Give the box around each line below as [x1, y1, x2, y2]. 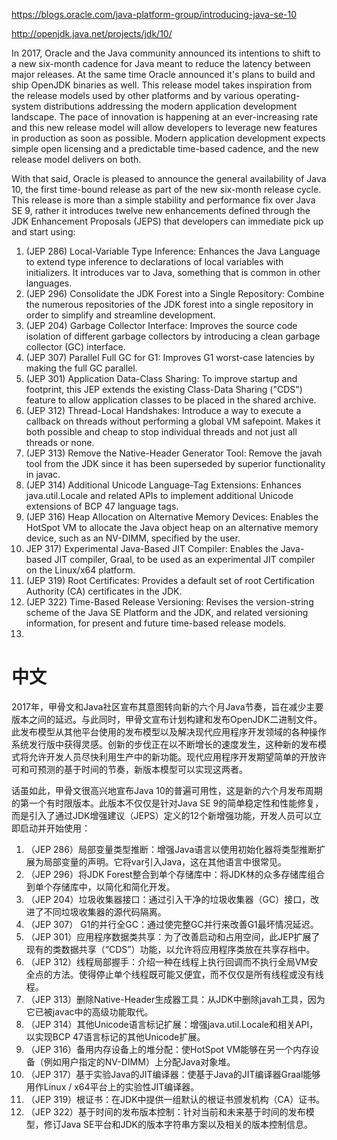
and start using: [11, 226, 76, 238]
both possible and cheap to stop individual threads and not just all [25, 426, 298, 438]
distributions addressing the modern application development [43, 100, 298, 112]
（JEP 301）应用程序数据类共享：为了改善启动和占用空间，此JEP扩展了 [25, 930, 321, 943]
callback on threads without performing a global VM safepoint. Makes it [25, 415, 321, 427]
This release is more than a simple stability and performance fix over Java [11, 194, 316, 206]
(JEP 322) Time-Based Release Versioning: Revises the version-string [25, 596, 314, 608]
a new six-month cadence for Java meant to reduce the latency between [11, 58, 311, 69]
